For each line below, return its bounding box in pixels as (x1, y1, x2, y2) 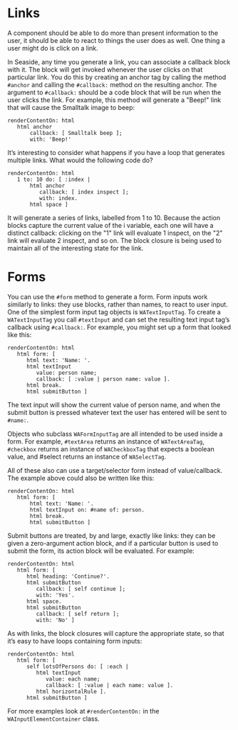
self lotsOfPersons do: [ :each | (26, 663, 130, 670)
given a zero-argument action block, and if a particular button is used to (7, 539, 219, 547)
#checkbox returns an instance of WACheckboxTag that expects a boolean (7, 444, 215, 453)
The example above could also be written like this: (7, 474, 155, 482)
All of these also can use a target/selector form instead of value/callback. (7, 466, 223, 474)
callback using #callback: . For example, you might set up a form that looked (7, 323, 232, 331)
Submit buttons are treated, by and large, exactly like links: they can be (7, 531, 216, 540)
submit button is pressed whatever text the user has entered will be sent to (7, 408, 227, 416)
